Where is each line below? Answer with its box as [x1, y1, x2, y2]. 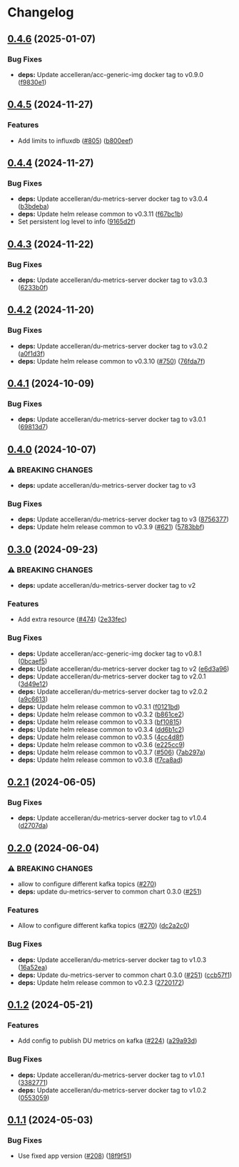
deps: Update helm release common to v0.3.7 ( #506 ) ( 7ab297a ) [17, 748, 205, 756]
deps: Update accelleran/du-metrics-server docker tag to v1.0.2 [17, 1086, 207, 1094]
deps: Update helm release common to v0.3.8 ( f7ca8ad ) [17, 755, 183, 764]
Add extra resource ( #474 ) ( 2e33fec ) [17, 615, 127, 623]
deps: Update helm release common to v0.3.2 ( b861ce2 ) [17, 710, 185, 718]
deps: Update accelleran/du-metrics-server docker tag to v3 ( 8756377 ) [17, 515, 230, 524]
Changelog [7, 4, 74, 21]
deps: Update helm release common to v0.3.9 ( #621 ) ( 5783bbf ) [17, 523, 205, 531]
